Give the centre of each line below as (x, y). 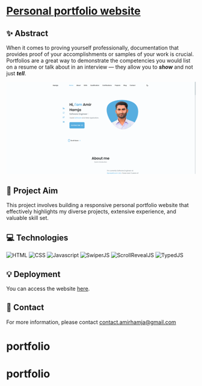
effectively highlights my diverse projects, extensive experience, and (91, 211)
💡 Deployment (33, 274)
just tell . (16, 73)
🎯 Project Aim (32, 191)
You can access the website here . (48, 289)
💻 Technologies (37, 238)
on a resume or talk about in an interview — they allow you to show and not (100, 67)
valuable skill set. (28, 218)
